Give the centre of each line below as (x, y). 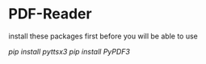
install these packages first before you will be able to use (103, 36)
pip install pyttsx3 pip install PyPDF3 (69, 51)
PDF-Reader (50, 14)
